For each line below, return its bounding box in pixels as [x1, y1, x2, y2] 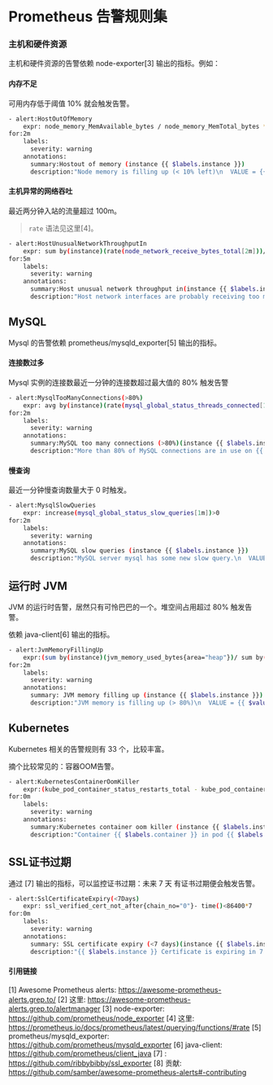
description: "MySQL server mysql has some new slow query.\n [29, 555, 242, 563]
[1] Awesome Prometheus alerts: [8, 985, 117, 995]
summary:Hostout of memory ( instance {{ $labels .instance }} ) [29, 160, 245, 168]
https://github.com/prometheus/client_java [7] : [8, 1048, 167, 1058]
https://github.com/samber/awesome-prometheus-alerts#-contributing [8, 1067, 247, 1077]
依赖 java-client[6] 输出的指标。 [8, 629, 115, 639]
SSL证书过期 [8, 855, 71, 869]
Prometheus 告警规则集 [8, 7, 168, 26]
